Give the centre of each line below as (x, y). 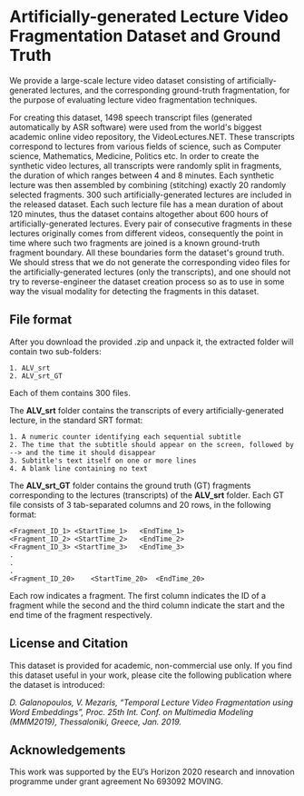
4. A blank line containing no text (78, 468)
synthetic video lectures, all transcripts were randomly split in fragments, (146, 165)
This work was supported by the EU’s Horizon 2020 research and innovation (152, 772)
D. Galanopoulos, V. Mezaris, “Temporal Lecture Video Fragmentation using (151, 702)
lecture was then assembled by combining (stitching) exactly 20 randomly (148, 184)
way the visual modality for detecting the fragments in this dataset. (134, 291)
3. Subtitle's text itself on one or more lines (103, 461)
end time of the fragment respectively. (81, 614)
